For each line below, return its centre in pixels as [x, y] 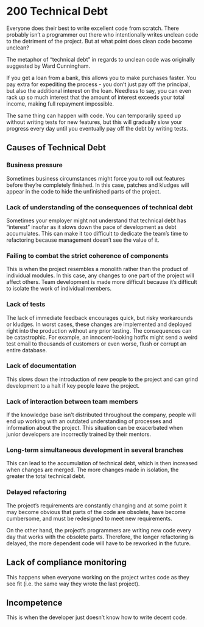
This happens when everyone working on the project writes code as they [98, 577]
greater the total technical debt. [46, 476]
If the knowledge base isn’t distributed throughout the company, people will [101, 415]
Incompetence [34, 603]
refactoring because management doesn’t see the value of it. [83, 240]
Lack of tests [26, 305]
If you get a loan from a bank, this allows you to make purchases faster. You [101, 78]
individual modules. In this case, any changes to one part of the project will [100, 275]
